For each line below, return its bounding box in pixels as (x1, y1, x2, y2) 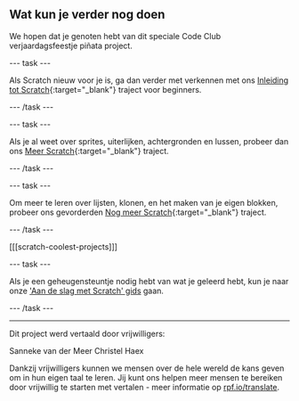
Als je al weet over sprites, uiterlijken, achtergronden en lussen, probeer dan (9, 135, 289, 146)
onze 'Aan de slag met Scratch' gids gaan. (9, 285, 165, 296)
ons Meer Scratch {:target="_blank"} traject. (9, 145, 169, 156)
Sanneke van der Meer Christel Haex (9, 345, 144, 356)
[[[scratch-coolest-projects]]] (9, 241, 118, 252)
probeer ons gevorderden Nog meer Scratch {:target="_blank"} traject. (9, 207, 267, 217)
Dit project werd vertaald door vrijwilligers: (9, 328, 166, 339)
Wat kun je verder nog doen (9, 7, 166, 22)
